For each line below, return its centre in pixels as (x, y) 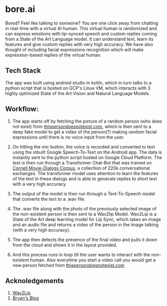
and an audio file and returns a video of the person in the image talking (85, 224)
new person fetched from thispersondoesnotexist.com (68, 265)
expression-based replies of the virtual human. (53, 55)
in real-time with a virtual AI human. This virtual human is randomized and (81, 28)
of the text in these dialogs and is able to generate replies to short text (85, 178)
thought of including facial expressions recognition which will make (74, 49)
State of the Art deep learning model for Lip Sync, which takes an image (86, 219)
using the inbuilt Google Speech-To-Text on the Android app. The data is (87, 152)
